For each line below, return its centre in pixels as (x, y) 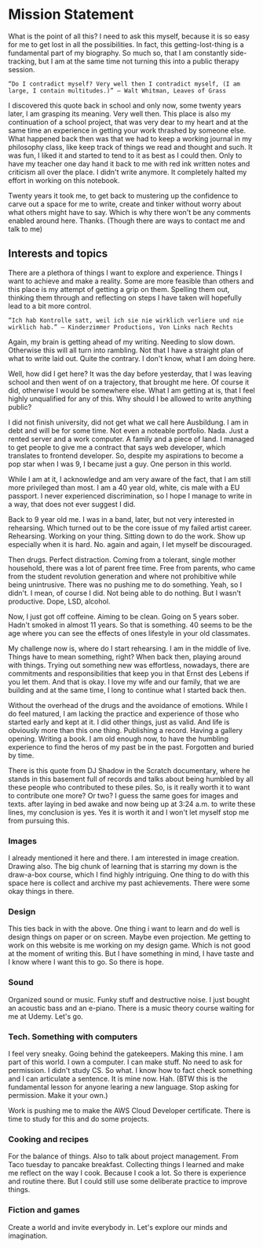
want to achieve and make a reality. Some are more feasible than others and (131, 281)
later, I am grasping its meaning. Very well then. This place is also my (120, 113)
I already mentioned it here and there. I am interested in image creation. (124, 858)
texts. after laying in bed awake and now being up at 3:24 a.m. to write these (132, 804)
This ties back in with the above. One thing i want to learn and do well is (124, 929)
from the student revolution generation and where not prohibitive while (122, 576)
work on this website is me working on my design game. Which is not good (130, 945)
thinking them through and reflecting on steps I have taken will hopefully (125, 297)
